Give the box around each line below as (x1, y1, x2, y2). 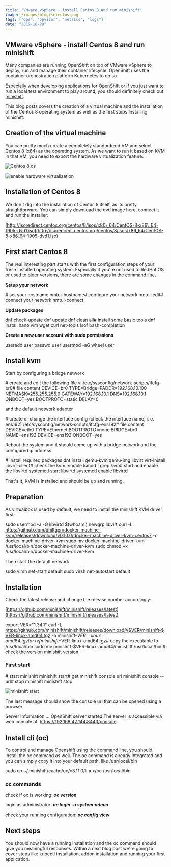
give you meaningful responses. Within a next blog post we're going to (5, 846, 154, 852)
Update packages (5, 306, 44, 313)
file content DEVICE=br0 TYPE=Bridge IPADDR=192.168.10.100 (16, 385, 147, 391)
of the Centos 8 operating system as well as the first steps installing (5, 109, 148, 115)
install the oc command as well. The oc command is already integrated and (5, 752, 163, 759)
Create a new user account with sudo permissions (5, 332, 113, 338)
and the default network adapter (5, 406, 73, 412)
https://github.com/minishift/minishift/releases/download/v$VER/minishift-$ (5, 627, 164, 633)
